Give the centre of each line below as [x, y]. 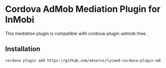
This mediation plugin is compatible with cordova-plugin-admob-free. [76, 33]
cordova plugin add [25, 61]
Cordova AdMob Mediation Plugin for [83, 9]
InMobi [20, 20]
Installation [23, 49]
